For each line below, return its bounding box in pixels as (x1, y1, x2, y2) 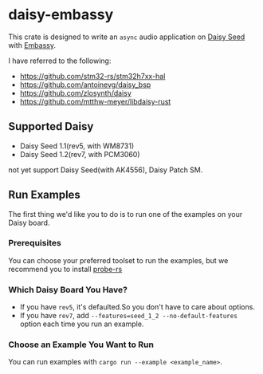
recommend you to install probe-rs (8, 264, 123, 274)
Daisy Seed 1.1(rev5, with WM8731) (19, 141, 135, 151)
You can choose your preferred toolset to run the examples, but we (8, 255, 229, 265)
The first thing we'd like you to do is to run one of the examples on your (8, 209, 243, 218)
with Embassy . (8, 40, 56, 49)
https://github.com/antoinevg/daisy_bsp (19, 80, 151, 89)
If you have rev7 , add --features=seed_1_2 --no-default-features (19, 311, 237, 321)
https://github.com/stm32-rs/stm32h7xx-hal (19, 71, 166, 81)
